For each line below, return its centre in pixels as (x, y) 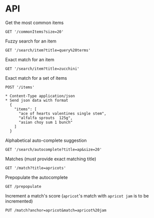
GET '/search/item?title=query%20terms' (48, 50)
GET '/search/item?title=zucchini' (42, 69)
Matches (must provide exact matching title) (51, 159)
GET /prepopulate (23, 186)
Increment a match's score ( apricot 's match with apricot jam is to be (77, 195)
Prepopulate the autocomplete (37, 177)
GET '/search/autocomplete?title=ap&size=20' (53, 149)
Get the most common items (34, 23)
